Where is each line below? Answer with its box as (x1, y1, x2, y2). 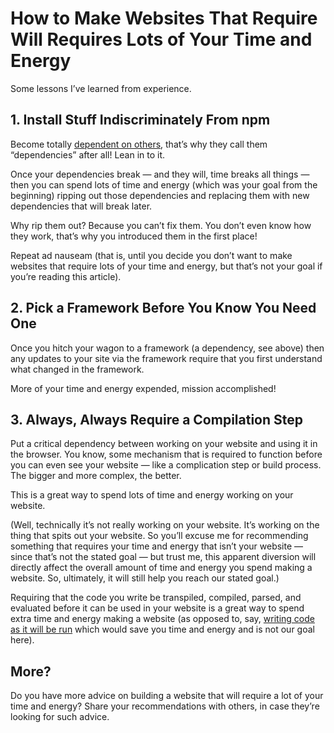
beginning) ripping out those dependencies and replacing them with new (10, 189, 310, 201)
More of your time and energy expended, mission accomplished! (10, 382, 277, 394)
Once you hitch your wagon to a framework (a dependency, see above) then (10, 342, 325, 354)
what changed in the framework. (10, 363, 145, 375)
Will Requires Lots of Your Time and (10, 28, 313, 51)
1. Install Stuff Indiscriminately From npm (10, 112, 271, 129)
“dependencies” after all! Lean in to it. (10, 148, 166, 161)
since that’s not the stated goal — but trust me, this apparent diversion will (10, 551, 317, 563)
